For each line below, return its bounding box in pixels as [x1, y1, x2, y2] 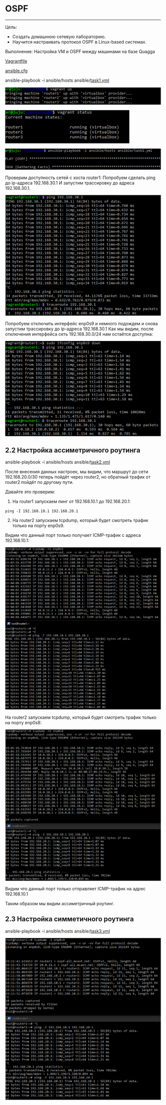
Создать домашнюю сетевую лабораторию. [12, 33, 106, 40]
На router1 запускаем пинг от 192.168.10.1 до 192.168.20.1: [12, 499, 131, 505]
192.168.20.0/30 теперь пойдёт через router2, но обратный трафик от [5, 474, 151, 480]
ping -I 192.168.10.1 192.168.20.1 [5, 509, 79, 514]
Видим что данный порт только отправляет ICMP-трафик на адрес [5, 885, 146, 891]
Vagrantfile [5, 58, 28, 64]
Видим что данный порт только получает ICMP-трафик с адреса [5, 532, 141, 538]
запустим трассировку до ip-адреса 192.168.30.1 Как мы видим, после [5, 326, 154, 332]
